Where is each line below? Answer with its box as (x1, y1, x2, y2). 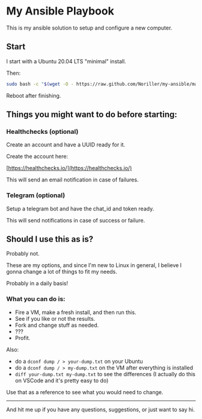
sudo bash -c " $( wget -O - (6, 81, 74, 87)
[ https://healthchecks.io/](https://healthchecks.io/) (6, 165, 132, 172)
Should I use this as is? (6, 234, 94, 244)
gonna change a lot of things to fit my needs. (6, 268, 117, 276)
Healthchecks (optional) (6, 127, 79, 136)
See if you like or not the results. (14, 315, 96, 322)
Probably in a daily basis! (6, 280, 69, 287)
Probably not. (6, 250, 40, 257)
